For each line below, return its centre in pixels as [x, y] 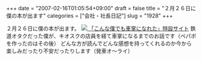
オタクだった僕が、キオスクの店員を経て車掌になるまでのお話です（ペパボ [104, 36]
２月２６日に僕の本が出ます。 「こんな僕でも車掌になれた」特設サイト [98, 28]
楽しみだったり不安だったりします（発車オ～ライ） [70, 51]
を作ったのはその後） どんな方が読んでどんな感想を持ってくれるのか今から [99, 43]
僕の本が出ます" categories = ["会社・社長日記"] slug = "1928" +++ [90, 16]
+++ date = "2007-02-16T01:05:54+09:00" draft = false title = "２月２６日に [101, 8]
